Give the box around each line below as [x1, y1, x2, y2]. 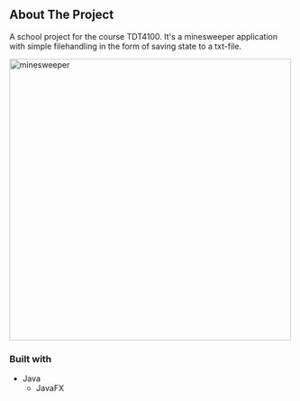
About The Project [9, 7, 114, 23]
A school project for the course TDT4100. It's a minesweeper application [9, 31, 278, 41]
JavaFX [35, 383, 65, 394]
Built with [9, 352, 52, 365]
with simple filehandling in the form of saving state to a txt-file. [9, 41, 241, 51]
